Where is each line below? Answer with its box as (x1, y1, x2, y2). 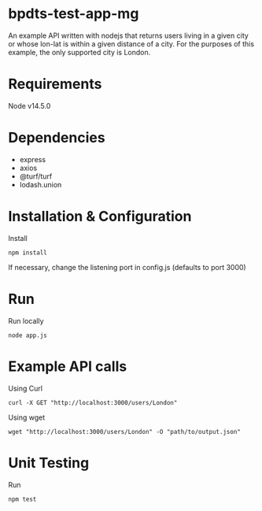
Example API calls (8, 357, 127, 375)
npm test (8, 495, 37, 503)
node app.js (8, 331, 47, 339)
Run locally (8, 316, 44, 325)
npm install (8, 249, 47, 257)
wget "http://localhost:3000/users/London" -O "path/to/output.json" (8, 428, 242, 435)
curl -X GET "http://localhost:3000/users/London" (8, 398, 178, 406)
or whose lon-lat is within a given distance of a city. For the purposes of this (8, 39, 254, 48)
